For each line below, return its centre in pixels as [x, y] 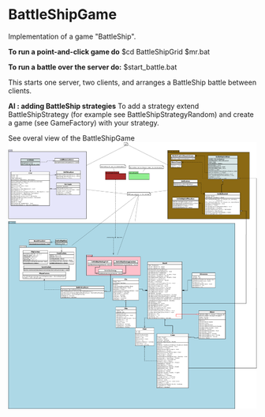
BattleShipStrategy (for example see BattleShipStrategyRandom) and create [131, 114]
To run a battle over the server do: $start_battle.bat [93, 67]
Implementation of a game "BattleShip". [72, 36]
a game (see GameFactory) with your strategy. [84, 122]
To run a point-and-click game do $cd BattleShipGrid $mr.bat [109, 51]
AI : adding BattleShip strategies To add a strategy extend [104, 106]
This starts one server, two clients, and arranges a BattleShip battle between [132, 82]
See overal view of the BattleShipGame [72, 138]
